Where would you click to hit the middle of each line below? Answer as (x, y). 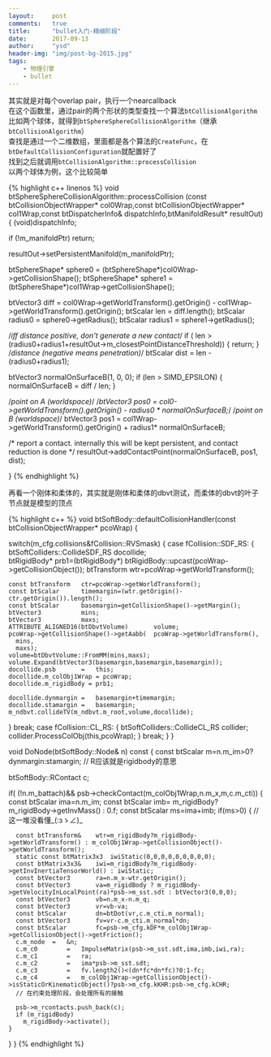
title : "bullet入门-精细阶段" (65, 31)
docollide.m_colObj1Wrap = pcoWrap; (70, 676)
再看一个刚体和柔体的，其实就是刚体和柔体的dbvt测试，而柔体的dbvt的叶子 (134, 493)
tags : (17, 62)
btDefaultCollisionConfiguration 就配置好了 (82, 151)
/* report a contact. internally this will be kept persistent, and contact (123, 442)
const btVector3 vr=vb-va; (72, 906)
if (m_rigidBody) (45, 1014)
